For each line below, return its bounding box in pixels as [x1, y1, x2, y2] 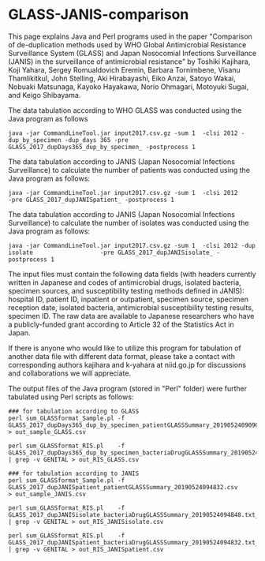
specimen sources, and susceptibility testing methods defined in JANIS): [8, 286, 244, 295]
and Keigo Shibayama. [8, 90, 81, 99]
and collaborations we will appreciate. [8, 368, 132, 378]
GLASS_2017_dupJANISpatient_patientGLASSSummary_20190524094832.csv [8, 483, 238, 491]
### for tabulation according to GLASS [8, 407, 140, 415]
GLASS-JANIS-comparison [8, 6, 189, 24]
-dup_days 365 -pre [64, 136, 129, 144]
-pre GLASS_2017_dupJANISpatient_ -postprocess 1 [8, 196, 175, 204]
